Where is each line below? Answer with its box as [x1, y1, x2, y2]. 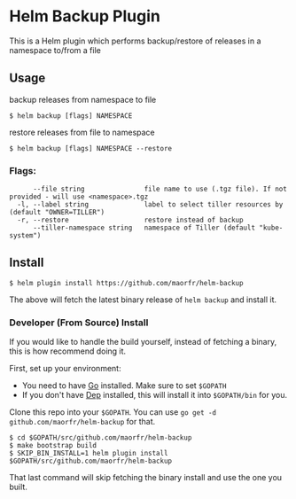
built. [9, 481, 28, 493]
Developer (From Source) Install [9, 316, 149, 329]
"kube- [259, 223, 284, 232]
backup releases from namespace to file [9, 94, 157, 105]
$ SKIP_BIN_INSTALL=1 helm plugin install [9, 449, 168, 458]
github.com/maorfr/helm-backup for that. [9, 417, 156, 427]
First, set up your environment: [9, 363, 121, 374]
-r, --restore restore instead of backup [17, 215, 244, 225]
